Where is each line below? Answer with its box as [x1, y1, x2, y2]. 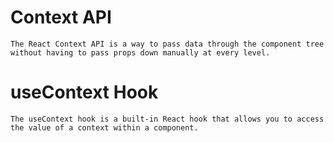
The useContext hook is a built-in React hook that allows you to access [10, 114, 325, 124]
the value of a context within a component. [10, 122, 199, 133]
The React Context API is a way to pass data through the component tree [10, 39, 325, 49]
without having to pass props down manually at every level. [10, 47, 271, 58]
